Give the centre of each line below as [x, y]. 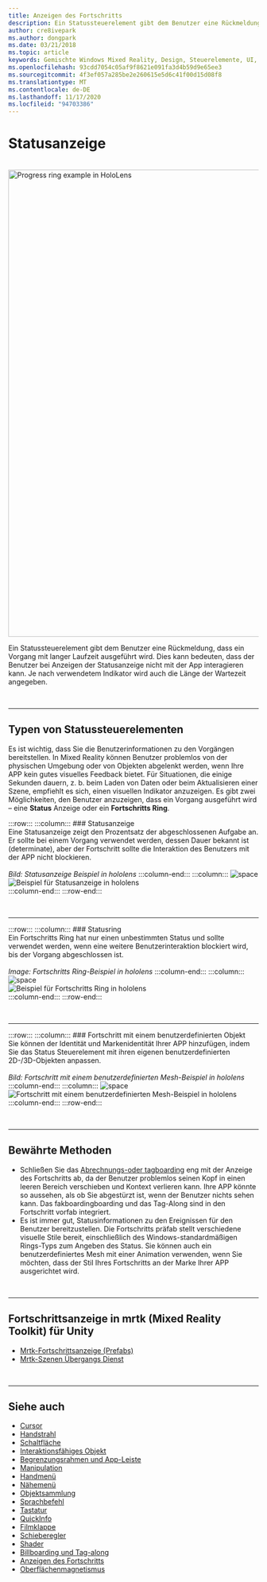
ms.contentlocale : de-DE [49, 89]
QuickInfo [36, 1518]
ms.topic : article [39, 52]
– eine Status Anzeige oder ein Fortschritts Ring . [89, 808]
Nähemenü [38, 1485]
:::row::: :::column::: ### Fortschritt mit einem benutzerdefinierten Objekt [127, 1035]
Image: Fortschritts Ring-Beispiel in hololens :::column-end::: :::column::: [126, 971]
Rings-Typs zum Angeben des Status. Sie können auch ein [116, 1246]
